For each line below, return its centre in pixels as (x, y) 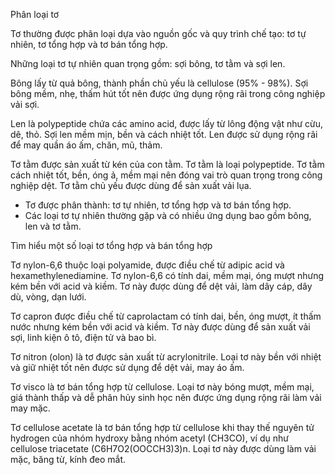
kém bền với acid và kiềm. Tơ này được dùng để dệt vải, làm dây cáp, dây (161, 286)
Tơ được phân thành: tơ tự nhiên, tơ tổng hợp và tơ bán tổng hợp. (158, 205)
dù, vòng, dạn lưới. (48, 297)
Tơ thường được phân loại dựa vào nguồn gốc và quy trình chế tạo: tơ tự (158, 33)
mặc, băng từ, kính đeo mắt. (68, 459)
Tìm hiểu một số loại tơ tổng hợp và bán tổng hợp (111, 245)
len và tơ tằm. (53, 226)
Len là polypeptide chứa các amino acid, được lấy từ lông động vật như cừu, (167, 123)
